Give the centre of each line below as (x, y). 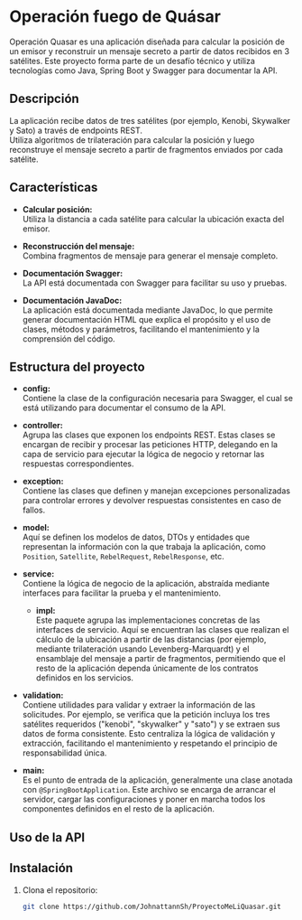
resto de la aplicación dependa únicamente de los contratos (147, 668)
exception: (43, 482)
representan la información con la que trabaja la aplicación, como (144, 547)
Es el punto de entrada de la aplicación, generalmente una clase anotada (157, 780)
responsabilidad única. (64, 753)
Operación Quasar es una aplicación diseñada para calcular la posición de (147, 42)
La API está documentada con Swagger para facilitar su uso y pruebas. (155, 283)
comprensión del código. (69, 338)
